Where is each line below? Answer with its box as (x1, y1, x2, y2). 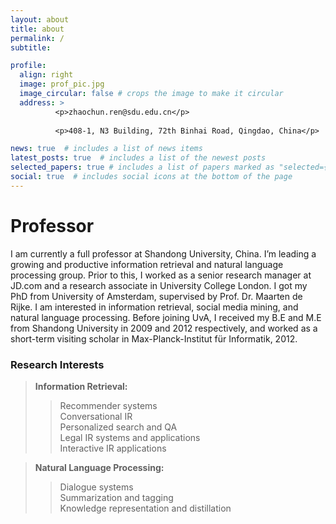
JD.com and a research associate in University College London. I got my (10, 279, 308, 291)
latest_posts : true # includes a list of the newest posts (10, 153, 267, 163)
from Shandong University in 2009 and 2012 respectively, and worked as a (10, 322, 318, 334)
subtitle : (10, 42, 52, 53)
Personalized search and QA (59, 421, 178, 433)
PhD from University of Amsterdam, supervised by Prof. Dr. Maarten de (10, 290, 303, 302)
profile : (10, 61, 47, 71)
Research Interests (10, 357, 105, 371)
